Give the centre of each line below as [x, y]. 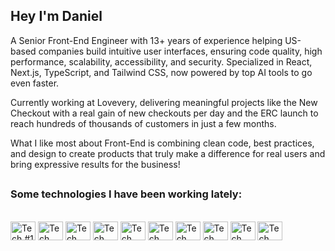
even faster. [35, 83]
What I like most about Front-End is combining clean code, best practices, [162, 143]
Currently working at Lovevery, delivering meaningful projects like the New [164, 102]
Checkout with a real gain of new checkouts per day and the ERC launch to [164, 113]
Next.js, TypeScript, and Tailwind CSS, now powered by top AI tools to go [161, 72]
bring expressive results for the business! [95, 164]
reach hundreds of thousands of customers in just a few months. [143, 123]
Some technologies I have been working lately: [126, 194]
